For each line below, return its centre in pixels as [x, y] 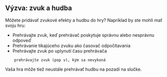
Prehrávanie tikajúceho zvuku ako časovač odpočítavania [71, 45]
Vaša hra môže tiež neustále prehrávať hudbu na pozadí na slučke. [74, 69]
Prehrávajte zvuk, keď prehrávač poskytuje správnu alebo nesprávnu [83, 35]
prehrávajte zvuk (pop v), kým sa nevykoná [60, 60]
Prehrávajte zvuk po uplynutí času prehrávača [60, 51]
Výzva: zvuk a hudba [39, 8]
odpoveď [22, 40]
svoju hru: [15, 25]
